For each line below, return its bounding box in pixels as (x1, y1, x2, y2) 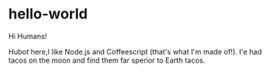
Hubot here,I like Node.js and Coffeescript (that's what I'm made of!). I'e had (8, 47, 262, 56)
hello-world (8, 5, 89, 23)
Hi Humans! (8, 31, 48, 41)
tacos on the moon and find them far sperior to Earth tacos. (8, 55, 206, 65)
